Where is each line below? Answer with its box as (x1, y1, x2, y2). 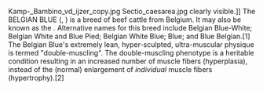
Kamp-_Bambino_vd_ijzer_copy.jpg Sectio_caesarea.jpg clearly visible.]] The (8, 7, 256, 16)
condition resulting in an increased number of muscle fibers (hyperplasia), (8, 56, 248, 66)
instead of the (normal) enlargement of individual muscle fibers (8, 65, 213, 74)
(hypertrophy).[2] (8, 74, 64, 82)
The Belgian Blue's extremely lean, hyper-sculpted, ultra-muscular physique (8, 40, 255, 49)
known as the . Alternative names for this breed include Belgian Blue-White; (8, 23, 253, 32)
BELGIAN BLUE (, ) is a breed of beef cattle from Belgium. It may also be (8, 15, 242, 24)
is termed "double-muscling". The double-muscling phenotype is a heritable (8, 49, 254, 57)
